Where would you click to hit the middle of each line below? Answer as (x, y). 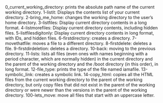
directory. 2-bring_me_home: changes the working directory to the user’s (79, 17)
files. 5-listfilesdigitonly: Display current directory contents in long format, (80, 33)
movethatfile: (18, 43)
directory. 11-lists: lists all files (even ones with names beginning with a (76, 54)
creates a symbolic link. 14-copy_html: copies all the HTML (94, 74)
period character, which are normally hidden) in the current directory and (79, 59)
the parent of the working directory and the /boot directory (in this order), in (82, 64)
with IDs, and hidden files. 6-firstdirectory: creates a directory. (68, 38)
